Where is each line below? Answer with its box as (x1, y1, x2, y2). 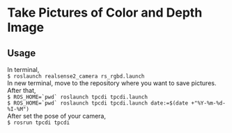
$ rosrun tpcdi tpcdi (7, 119, 70, 126)
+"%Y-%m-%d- (191, 100, 226, 107)
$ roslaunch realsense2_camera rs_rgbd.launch (7, 73, 145, 80)
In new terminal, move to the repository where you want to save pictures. (7, 79, 217, 87)
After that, (7, 87, 36, 94)
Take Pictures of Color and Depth (7, 5, 203, 21)
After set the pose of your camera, (7, 112, 107, 120)
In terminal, (7, 66, 40, 73)
